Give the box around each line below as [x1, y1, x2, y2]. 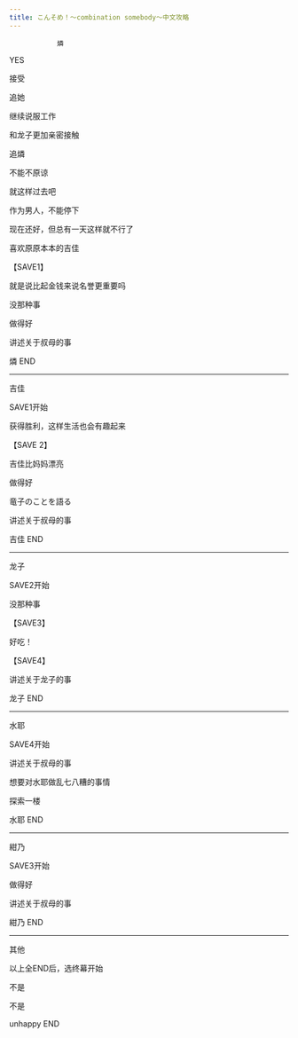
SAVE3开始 [9, 860, 51, 870]
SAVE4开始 [9, 738, 51, 750]
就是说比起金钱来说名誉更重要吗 [9, 280, 126, 291]
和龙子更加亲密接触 [9, 130, 80, 140]
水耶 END [9, 814, 44, 825]
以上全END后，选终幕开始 [9, 963, 104, 973]
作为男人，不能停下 [9, 205, 80, 216]
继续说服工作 [9, 110, 56, 121]
